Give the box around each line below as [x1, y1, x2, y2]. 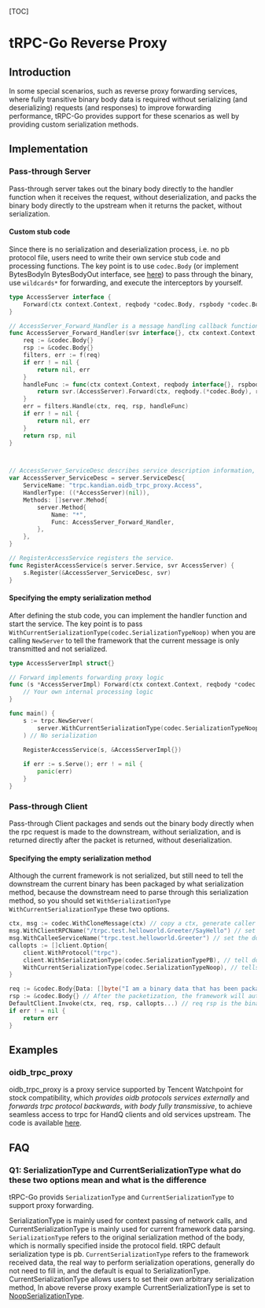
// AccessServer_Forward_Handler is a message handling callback [9, 322, 227, 330]
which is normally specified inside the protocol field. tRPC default [9, 1240, 221, 1250]
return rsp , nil [23, 432, 77, 440]
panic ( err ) [37, 768, 73, 776]
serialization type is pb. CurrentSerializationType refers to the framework [9, 1249, 249, 1258]
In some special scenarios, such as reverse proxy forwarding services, [9, 87, 238, 95]
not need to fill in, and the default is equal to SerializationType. [9, 1266, 211, 1275]
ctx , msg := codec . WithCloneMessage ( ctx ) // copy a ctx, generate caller [9, 919, 256, 927]
